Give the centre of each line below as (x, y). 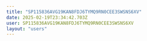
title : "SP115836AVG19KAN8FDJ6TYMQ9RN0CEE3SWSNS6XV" (74, 12)
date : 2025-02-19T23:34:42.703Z (47, 17)
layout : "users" (27, 29)
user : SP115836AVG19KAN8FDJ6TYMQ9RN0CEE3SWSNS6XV (70, 23)
